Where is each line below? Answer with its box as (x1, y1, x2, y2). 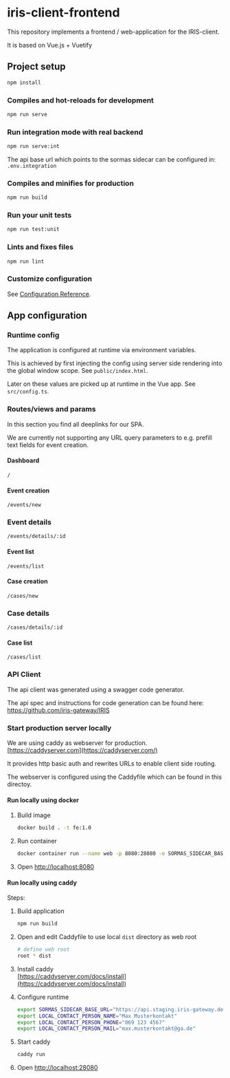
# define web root (16, 946, 70, 953)
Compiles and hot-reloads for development (7, 95, 154, 105)
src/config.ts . (7, 387, 49, 396)
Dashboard (7, 456, 40, 465)
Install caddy (16, 964, 54, 973)
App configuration (7, 310, 87, 321)
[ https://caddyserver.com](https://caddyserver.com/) (7, 746, 158, 754)
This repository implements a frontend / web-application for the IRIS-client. (7, 28, 220, 36)
